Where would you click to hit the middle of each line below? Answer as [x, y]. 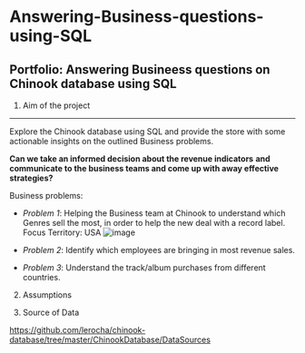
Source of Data [51, 312]
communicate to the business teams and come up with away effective [144, 168]
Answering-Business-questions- [137, 17]
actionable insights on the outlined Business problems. [112, 141]
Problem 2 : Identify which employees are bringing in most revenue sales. [158, 250]
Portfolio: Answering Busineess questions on [140, 69]
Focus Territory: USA [62, 232]
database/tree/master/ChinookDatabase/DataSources [110, 339]
